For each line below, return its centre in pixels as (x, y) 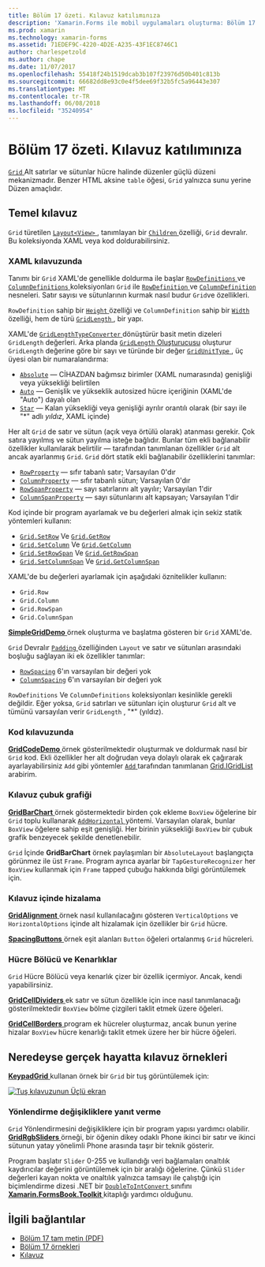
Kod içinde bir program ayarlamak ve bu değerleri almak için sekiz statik (125, 513)
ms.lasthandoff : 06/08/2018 (54, 103)
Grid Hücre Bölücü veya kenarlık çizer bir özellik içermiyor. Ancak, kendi (125, 977)
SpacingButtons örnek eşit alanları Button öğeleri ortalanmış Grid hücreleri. (131, 939)
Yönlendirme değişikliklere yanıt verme (85, 1112)
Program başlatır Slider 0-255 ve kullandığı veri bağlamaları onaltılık (119, 1161)
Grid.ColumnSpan (46, 618)
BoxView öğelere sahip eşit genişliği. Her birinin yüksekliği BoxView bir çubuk (131, 828)
